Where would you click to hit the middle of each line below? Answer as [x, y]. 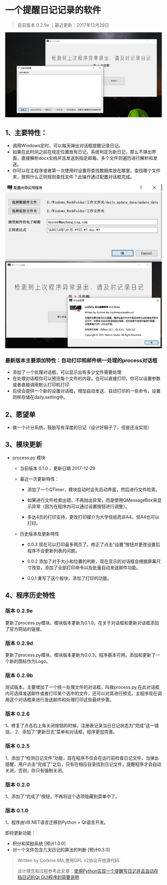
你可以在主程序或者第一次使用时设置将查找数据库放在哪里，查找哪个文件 [86, 170]
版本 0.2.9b [19, 675]
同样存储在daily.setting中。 [40, 397]
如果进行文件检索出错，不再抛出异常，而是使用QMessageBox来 [92, 500]
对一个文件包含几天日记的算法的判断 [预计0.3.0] [61, 850]
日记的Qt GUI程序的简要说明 [50, 878]
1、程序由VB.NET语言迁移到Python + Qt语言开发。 [57, 823]
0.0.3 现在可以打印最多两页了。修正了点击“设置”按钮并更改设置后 [94, 544]
